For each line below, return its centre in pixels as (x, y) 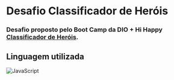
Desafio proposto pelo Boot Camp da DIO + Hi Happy (84, 30)
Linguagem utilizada (45, 56)
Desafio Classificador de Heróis (87, 11)
